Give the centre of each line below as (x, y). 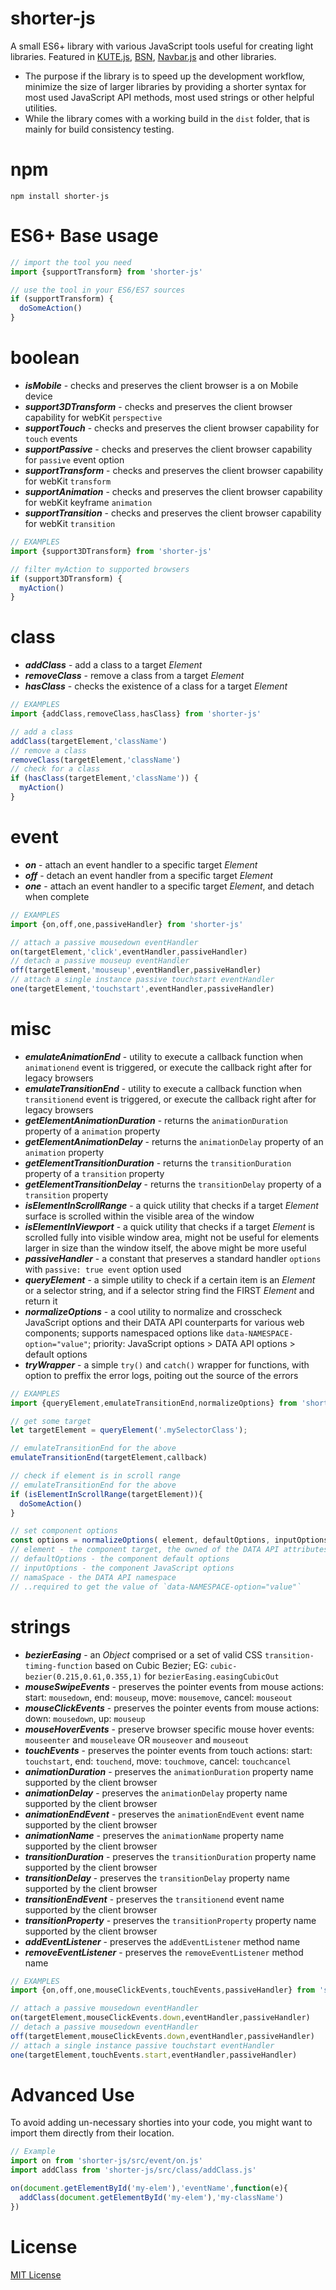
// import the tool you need (71, 262)
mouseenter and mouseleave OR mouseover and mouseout (137, 1739)
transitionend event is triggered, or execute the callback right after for (170, 1099)
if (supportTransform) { (62, 299)
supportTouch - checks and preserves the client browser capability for (172, 428)
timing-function (58, 1666)
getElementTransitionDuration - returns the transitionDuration (158, 1163)
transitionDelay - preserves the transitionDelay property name (157, 1878)
